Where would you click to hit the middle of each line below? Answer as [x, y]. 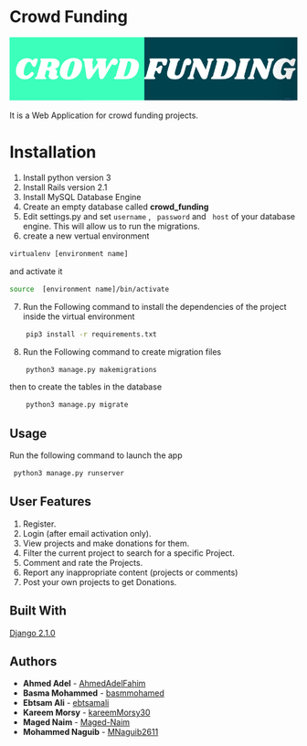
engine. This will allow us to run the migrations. [111, 226]
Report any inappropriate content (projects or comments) [130, 572]
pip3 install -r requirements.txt [91, 334]
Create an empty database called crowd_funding [116, 207]
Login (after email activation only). [87, 533]
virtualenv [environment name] [69, 253]
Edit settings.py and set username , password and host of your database [159, 216]
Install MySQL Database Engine [82, 197]
